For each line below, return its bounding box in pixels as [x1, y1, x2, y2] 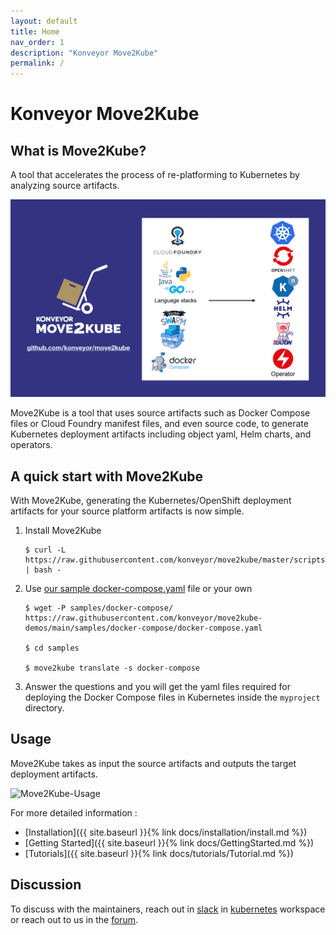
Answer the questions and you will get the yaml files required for [24, 680, 291, 692]
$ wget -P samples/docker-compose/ [24, 603, 174, 613]
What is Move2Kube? [10, 142, 147, 159]
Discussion [10, 876, 82, 894]
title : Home [10, 26, 60, 37]
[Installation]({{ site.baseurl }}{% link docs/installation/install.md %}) [24, 826, 308, 838]
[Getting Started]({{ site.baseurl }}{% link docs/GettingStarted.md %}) [24, 836, 315, 849]
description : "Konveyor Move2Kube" [10, 48, 159, 58]
